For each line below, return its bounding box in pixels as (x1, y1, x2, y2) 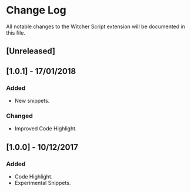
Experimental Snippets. (14, 180, 71, 186)
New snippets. (14, 97, 50, 105)
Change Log (6, 4, 66, 17)
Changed (6, 112, 33, 120)
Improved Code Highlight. (14, 125, 78, 132)
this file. (6, 29, 25, 36)
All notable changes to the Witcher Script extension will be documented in (6, 23, 185, 30)
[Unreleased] (6, 46, 56, 56)
